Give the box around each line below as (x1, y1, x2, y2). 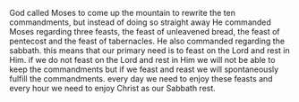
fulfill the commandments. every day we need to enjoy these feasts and (9, 74, 273, 83)
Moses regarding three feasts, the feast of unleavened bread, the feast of (9, 27, 280, 36)
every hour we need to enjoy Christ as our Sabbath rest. (9, 83, 217, 93)
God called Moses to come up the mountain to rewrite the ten (9, 8, 235, 18)
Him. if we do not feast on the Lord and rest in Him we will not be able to (9, 55, 276, 65)
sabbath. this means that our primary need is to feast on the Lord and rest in (9, 45, 290, 56)
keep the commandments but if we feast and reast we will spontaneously (9, 64, 279, 75)
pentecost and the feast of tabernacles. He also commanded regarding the (9, 35, 285, 46)
